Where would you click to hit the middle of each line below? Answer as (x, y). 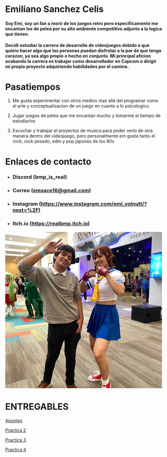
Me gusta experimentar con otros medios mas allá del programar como (85, 100)
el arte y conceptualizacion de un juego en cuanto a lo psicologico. (81, 106)
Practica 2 (16, 430)
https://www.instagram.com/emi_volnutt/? (94, 204)
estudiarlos (24, 121)
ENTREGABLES (37, 407)
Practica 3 (16, 440)
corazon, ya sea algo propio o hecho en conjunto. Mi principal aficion (78, 56)
